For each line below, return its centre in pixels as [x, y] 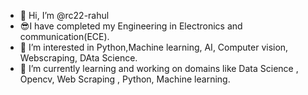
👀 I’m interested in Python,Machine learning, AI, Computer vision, [154, 47]
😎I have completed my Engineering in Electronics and [131, 26]
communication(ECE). [64, 36]
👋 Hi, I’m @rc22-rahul [64, 15]
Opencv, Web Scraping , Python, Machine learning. [125, 79]
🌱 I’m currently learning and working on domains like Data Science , [159, 68]
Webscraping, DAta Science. [78, 58]
